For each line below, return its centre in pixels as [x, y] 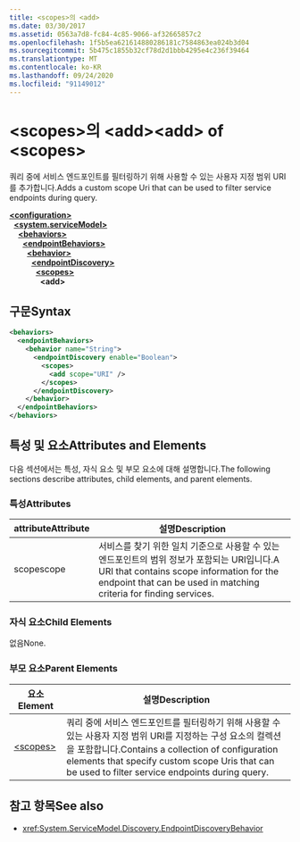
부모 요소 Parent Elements [64, 669]
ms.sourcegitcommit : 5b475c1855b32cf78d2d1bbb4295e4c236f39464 [129, 51]
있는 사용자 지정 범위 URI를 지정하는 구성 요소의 [160, 736]
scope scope [40, 570]
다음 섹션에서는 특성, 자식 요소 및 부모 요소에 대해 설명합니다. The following [140, 469]
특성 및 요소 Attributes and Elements [108, 446]
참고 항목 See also [57, 806]
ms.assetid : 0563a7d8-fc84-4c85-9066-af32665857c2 [105, 34]
